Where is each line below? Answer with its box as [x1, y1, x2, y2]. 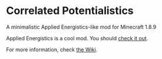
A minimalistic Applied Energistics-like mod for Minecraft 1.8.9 [6, 23, 157, 30]
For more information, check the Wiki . [6, 46, 98, 53]
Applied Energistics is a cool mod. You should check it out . [6, 34, 148, 41]
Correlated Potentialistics [6, 4, 134, 18]
